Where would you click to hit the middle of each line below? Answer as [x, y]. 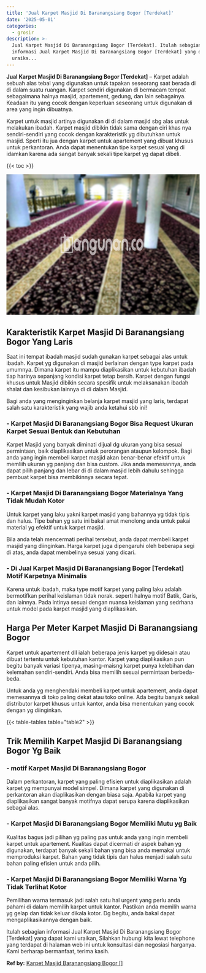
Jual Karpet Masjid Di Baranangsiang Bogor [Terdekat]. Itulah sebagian [107, 45]
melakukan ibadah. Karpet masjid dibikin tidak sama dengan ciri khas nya [99, 127]
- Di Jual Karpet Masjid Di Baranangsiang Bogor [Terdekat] [95, 568]
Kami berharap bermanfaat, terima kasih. [58, 952]
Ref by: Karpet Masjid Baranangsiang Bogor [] [65, 963]
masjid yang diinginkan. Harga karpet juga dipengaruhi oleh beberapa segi [101, 545]
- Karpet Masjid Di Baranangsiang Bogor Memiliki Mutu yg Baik [102, 824]
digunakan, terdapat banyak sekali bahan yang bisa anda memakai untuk [98, 850]
